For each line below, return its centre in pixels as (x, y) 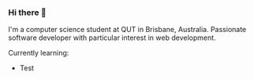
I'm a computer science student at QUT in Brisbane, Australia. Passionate (127, 30)
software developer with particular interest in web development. (112, 38)
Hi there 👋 (28, 13)
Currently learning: (39, 53)
